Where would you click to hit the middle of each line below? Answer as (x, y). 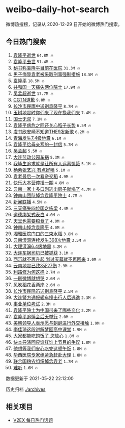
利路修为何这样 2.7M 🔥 (37, 272)
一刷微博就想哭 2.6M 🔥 (37, 278)
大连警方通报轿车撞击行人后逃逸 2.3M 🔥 (54, 297)
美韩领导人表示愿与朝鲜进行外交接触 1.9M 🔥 (59, 323)
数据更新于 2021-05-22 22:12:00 (40, 378)
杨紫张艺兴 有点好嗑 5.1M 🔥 (42, 170)
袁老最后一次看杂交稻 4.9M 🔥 (43, 176)
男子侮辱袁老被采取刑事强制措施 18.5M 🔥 (55, 74)
